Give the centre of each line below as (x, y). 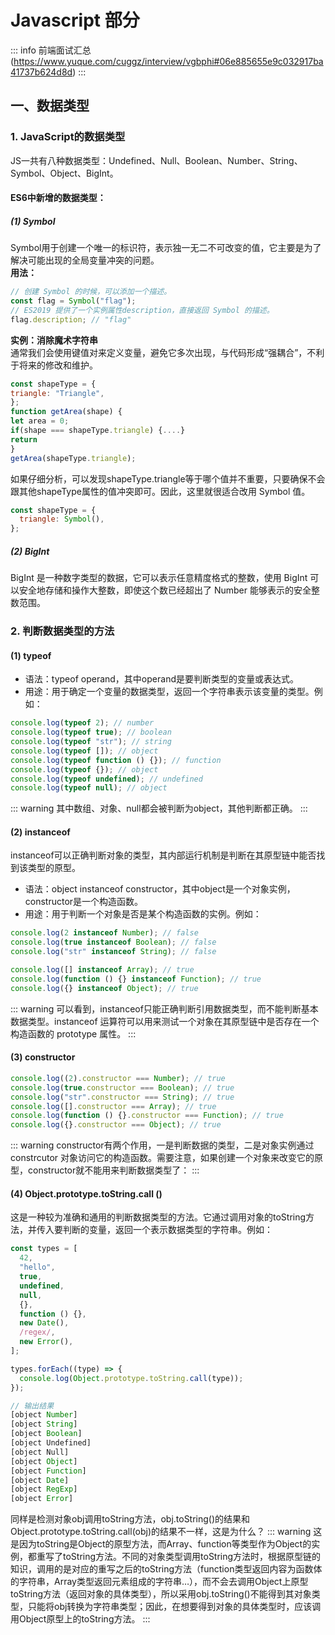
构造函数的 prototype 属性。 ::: (73, 1033)
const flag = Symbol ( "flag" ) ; (73, 301)
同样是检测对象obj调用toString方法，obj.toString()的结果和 (130, 1519)
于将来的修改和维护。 (54, 365)
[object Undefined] (51, 1443)
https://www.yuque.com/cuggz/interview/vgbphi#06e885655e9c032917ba (168, 61)
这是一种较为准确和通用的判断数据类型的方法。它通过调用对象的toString (158, 1217)
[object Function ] (48, 1471)
